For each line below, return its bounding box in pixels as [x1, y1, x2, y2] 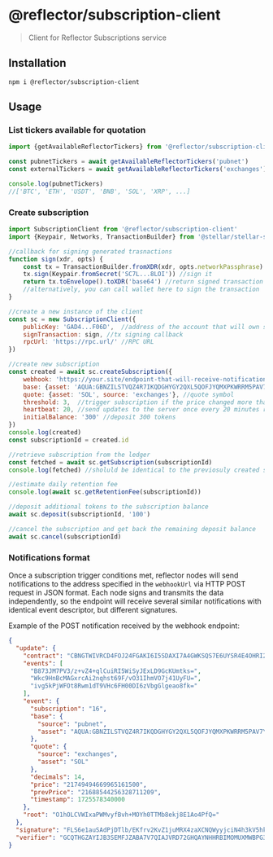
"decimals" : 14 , [29, 772, 85, 781]
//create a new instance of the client [8, 307, 144, 315]
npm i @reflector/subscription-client [8, 77, 140, 86]
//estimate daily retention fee [8, 481, 118, 489]
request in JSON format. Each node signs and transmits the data [8, 588, 224, 598]
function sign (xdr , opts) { [8, 255, 104, 263]
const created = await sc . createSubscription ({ [8, 368, 173, 376]
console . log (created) [8, 428, 82, 437]
